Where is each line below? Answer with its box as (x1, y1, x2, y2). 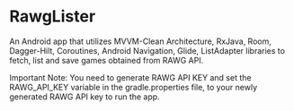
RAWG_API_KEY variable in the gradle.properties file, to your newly (9, 81, 258, 92)
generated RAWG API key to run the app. (9, 91, 160, 102)
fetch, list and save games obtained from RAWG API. (9, 55, 204, 65)
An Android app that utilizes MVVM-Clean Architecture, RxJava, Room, (9, 36, 272, 47)
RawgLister (9, 6, 96, 27)
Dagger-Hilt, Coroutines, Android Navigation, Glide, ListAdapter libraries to (9, 45, 286, 55)
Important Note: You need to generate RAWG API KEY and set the (9, 72, 252, 82)
